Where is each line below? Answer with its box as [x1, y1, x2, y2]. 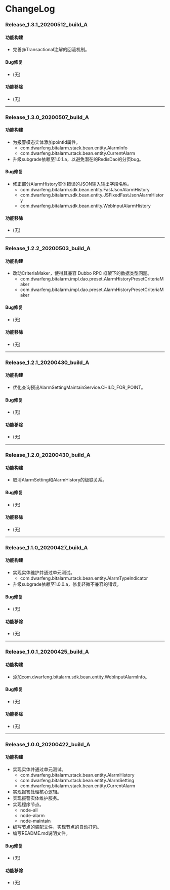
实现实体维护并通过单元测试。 [12, 569, 75, 575]
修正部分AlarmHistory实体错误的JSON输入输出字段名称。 [12, 181, 133, 187]
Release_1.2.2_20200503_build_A [5, 245, 91, 252]
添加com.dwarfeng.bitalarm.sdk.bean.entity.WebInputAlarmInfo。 [12, 674, 150, 680]
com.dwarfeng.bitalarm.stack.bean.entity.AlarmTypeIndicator [20, 575, 148, 581]
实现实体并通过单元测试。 [12, 766, 66, 773]
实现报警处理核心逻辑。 [12, 789, 62, 795]
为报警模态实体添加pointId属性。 [12, 139, 81, 145]
